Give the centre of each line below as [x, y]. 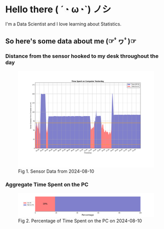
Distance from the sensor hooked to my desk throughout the [82, 56]
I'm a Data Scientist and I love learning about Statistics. [63, 24]
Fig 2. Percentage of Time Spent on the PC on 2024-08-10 [80, 221]
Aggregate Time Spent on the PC [47, 185]
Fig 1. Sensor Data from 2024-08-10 [56, 171]
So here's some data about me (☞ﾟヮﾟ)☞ [71, 41]
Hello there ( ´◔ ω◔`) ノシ [58, 9]
